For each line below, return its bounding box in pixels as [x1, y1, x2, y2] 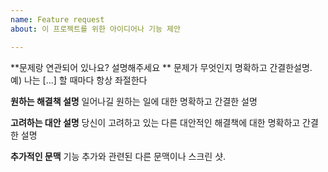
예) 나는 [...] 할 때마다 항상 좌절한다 [10, 74, 148, 86]
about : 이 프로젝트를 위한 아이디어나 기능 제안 [10, 24, 181, 34]
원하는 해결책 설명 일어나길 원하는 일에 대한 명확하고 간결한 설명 [10, 95, 258, 107]
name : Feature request [10, 14, 105, 25]
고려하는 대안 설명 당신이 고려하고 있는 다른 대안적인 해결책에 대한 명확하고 [10, 116, 301, 128]
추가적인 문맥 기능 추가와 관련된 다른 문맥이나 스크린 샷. [10, 150, 227, 162]
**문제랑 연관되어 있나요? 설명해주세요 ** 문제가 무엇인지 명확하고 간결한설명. [10, 61, 313, 73]
